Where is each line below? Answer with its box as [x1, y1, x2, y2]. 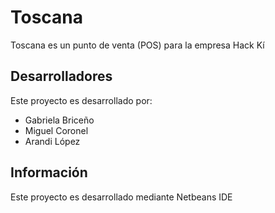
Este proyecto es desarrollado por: [10, 94, 153, 106]
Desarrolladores [10, 68, 113, 85]
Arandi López [24, 135, 81, 147]
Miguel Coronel [24, 124, 89, 136]
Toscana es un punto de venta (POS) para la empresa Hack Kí [10, 39, 265, 51]
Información [10, 164, 88, 181]
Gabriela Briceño [24, 114, 95, 126]
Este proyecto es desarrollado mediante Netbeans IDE [10, 191, 233, 203]
